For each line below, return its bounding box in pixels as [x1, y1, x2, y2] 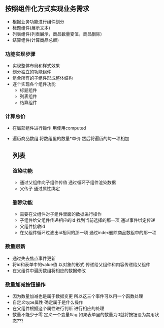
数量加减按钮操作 [5, 281, 46, 288]
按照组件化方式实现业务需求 [5, 4, 90, 13]
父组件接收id [19, 223, 45, 230]
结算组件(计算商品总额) [12, 37, 59, 43]
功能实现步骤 [5, 51, 36, 58]
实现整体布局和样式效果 [12, 63, 60, 69]
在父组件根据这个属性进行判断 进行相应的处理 [12, 305, 104, 311]
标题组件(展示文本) [12, 25, 51, 30]
